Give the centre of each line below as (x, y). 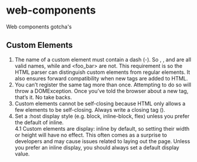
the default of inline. (39, 122)
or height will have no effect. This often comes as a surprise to (91, 135)
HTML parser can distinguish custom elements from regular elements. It (102, 72)
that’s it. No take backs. (43, 97)
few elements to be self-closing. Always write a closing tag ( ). (90, 109)
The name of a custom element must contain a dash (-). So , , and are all (103, 59)
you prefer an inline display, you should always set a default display (97, 147)
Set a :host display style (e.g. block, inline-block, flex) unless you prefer (102, 116)
